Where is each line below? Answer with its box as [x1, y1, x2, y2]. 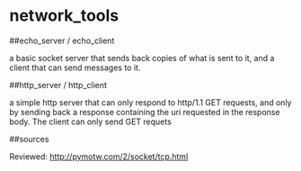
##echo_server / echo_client [9, 35, 115, 46]
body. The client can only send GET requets [9, 116, 173, 127]
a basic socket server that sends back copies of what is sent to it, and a [9, 52, 275, 63]
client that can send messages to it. [9, 62, 141, 73]
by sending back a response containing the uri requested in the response [9, 106, 280, 117]
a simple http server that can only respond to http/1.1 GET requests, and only [9, 96, 292, 108]
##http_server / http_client [9, 79, 108, 90]
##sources [9, 133, 49, 144]
